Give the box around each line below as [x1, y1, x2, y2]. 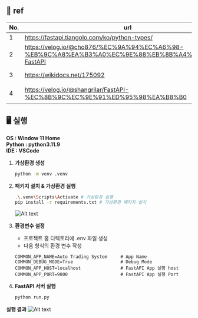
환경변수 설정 [14, 222, 45, 230]
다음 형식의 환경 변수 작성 [23, 242, 82, 249]
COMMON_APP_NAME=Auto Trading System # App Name [14, 254, 147, 260]
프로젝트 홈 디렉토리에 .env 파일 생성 [23, 235, 108, 242]
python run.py [14, 294, 49, 300]
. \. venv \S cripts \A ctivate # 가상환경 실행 [14, 194, 113, 200]
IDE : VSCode [6, 147, 39, 154]
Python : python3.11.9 [6, 141, 61, 148]
